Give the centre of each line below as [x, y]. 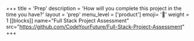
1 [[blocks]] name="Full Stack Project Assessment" [68, 20]
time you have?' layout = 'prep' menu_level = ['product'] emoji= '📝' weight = [98, 14]
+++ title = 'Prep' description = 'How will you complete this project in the [94, 8]
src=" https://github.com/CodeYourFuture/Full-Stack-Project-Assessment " [95, 27]
